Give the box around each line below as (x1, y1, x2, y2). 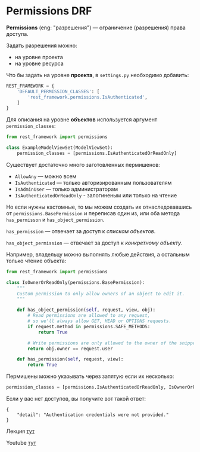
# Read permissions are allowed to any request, (27, 313, 151, 319)
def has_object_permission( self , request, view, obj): (17, 307, 156, 313)
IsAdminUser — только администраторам (14, 185, 118, 193)
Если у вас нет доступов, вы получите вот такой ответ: (6, 395, 146, 402)
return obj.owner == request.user (27, 346, 113, 352)
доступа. (6, 30, 29, 37)
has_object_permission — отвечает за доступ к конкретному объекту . (6, 239, 183, 246)
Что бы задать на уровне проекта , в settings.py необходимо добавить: (6, 71, 189, 78)
